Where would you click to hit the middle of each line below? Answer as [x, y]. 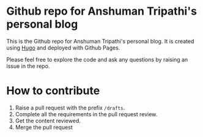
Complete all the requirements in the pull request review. [86, 114]
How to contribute [53, 91]
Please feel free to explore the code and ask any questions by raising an [97, 59]
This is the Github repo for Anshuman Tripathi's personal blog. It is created [100, 41]
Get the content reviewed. [48, 120]
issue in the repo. [28, 66]
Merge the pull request [44, 127]
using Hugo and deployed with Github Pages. [63, 48]
